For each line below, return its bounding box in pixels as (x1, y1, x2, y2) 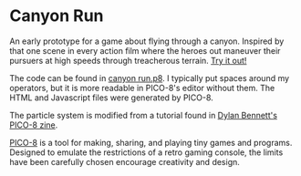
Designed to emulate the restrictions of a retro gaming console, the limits (9, 147, 284, 158)
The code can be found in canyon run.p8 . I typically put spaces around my (9, 72, 290, 83)
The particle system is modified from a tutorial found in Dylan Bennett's (9, 109, 278, 120)
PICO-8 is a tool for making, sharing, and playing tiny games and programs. (9, 137, 293, 148)
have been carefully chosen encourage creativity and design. (9, 156, 240, 167)
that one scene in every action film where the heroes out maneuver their (9, 45, 281, 56)
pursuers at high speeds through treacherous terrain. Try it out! (9, 55, 247, 66)
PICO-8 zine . (9, 119, 58, 130)
